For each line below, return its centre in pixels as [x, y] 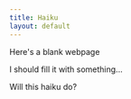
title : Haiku [34, 18]
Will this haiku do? [43, 86]
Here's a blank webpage [55, 51]
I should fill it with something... [66, 69]
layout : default [40, 26]
